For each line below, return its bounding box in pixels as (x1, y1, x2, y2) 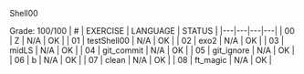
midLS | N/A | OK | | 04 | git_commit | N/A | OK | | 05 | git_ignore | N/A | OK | (9, 45, 295, 56)
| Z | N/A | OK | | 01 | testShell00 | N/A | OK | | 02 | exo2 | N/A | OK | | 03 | (9, 36, 285, 46)
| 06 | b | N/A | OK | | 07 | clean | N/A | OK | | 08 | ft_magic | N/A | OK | (9, 55, 272, 65)
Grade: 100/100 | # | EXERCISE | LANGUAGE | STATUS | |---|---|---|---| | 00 (9, 26, 295, 36)
